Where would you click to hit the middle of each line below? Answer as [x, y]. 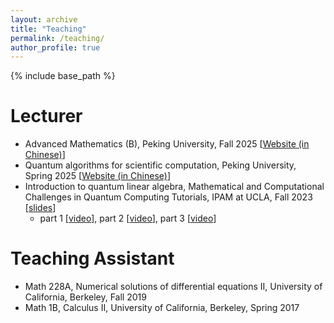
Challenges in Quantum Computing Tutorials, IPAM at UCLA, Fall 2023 [168, 197]
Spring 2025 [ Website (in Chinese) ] [97, 176]
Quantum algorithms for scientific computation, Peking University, [160, 165]
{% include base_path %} [63, 76]
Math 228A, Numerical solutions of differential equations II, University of [173, 287]
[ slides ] [40, 208]
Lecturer [46, 116]
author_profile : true [55, 47]
